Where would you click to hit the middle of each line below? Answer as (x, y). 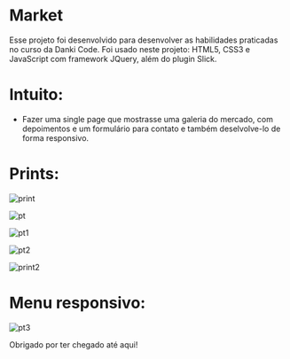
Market (36, 16)
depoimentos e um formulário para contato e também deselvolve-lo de (151, 129)
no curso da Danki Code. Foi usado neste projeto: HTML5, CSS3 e (130, 49)
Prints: (34, 174)
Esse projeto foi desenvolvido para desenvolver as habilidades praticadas (144, 40)
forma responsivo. (55, 137)
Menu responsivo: (78, 303)
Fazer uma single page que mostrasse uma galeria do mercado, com (147, 119)
